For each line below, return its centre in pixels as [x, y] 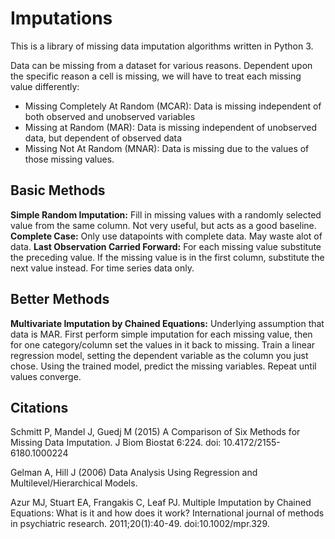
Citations [39, 407]
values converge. [46, 376]
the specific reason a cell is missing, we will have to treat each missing [156, 76]
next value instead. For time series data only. [102, 268]
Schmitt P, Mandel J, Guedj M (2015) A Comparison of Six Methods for [155, 432]
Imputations [61, 18]
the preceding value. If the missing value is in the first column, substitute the [167, 257]
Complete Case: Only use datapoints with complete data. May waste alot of [166, 236]
